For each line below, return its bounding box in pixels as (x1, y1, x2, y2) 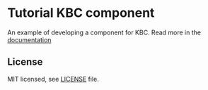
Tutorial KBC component (7, 5, 155, 21)
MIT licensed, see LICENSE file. (7, 75, 99, 83)
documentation (7, 35, 52, 44)
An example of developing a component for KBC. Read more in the (7, 28, 202, 37)
